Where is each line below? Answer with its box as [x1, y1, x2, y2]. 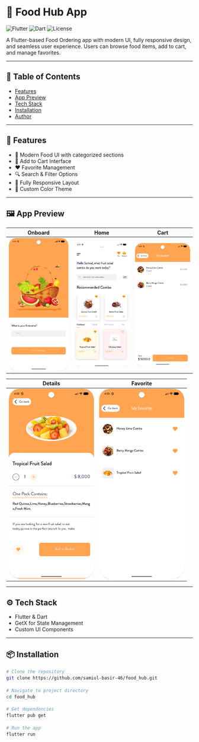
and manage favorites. [6, 49, 61, 56]
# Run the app [6, 725, 41, 731]
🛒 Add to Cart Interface [14, 157, 72, 165]
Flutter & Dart [14, 613, 48, 621]
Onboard [27, 229, 50, 236]
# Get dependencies [6, 706, 54, 712]
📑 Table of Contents [6, 72, 81, 82]
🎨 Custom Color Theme [14, 185, 72, 192]
